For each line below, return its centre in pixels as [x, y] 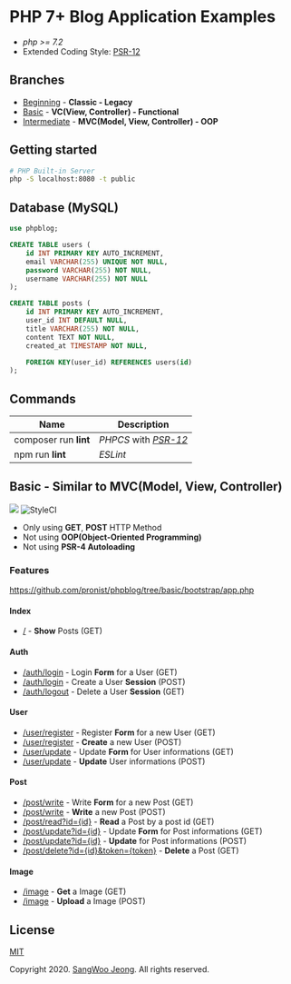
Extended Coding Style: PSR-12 [81, 51]
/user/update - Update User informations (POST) [114, 761]
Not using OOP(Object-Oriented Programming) [112, 537]
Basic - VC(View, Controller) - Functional [101, 112]
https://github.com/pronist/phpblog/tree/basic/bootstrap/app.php [132, 590]
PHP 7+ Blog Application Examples [143, 17]
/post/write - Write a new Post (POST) [94, 811]
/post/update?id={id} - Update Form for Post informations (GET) [142, 831]
